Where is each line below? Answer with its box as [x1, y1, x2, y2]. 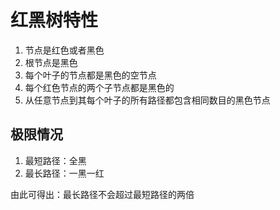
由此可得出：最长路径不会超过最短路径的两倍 [10, 188, 195, 200]
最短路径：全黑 [24, 154, 87, 166]
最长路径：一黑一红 [24, 167, 105, 179]
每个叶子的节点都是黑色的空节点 [24, 69, 157, 81]
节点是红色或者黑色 [24, 44, 105, 56]
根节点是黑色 [24, 56, 78, 68]
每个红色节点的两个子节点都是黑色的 [24, 81, 175, 93]
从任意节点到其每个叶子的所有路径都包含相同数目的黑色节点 [24, 94, 271, 106]
